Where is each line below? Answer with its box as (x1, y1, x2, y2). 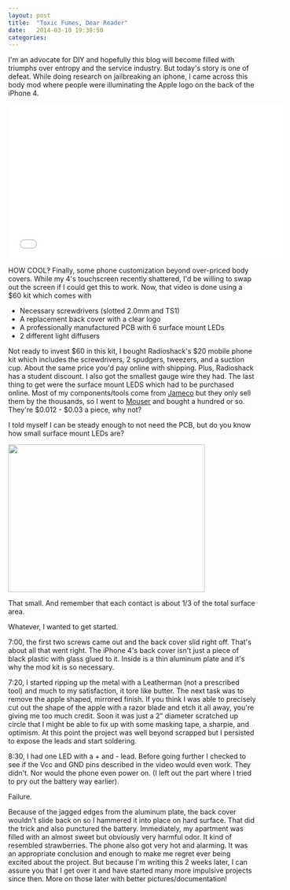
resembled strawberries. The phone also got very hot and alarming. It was (8, 840, 248, 851)
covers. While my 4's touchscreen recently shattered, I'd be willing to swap (8, 274, 251, 284)
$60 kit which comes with (8, 291, 92, 300)
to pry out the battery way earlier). (8, 777, 119, 786)
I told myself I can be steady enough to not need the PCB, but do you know (8, 421, 251, 430)
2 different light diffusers (19, 332, 101, 341)
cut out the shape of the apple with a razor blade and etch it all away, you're (8, 703, 255, 713)
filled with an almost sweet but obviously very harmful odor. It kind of (8, 833, 233, 842)
